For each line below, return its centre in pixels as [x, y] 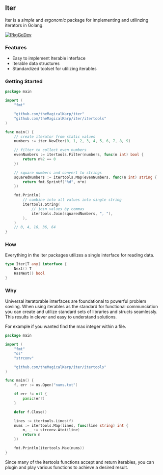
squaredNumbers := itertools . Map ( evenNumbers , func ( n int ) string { [85, 177]
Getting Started [24, 82]
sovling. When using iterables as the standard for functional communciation [81, 307]
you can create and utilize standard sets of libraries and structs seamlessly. [81, 312]
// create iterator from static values [55, 137]
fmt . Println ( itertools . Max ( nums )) [49, 448]
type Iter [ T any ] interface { [36, 264]
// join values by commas [58, 209]
